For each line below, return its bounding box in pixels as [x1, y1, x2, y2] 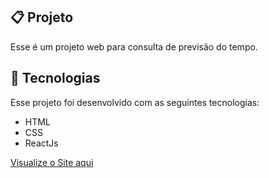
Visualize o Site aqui [10, 156, 94, 168]
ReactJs [24, 137, 59, 149]
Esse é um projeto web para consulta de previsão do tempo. [10, 40, 258, 53]
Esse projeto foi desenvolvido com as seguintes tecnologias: [10, 96, 260, 108]
